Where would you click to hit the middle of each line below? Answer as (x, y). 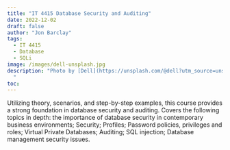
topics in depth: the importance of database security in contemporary (105, 118)
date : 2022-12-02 (32, 20)
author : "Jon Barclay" (39, 33)
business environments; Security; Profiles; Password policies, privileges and (115, 125)
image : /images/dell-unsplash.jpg (56, 64)
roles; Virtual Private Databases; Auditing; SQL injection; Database (101, 132)
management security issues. (49, 139)
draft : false (26, 26)
